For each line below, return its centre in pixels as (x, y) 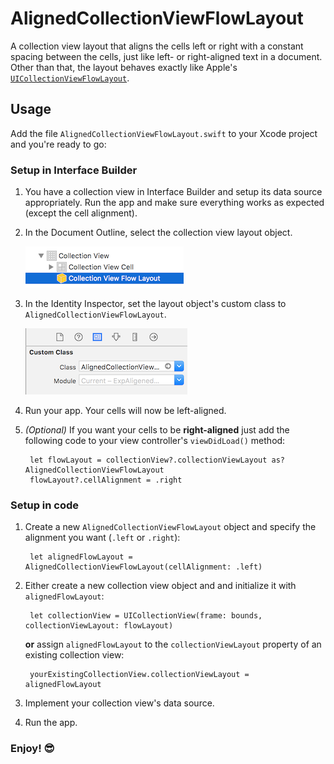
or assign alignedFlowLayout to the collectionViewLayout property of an (173, 644)
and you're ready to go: (58, 144)
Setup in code (45, 505)
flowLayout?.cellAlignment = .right (106, 480)
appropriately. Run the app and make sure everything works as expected (174, 203)
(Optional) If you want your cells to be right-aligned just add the (157, 430)
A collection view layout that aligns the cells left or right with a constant (157, 46)
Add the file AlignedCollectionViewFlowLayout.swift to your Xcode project (164, 133)
